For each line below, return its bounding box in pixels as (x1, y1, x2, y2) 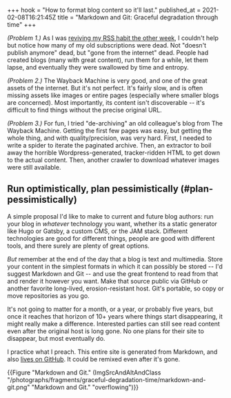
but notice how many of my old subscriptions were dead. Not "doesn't (7, 41, 207, 49)
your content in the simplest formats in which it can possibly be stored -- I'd (7, 262, 223, 270)
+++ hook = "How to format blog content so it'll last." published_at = (7, 6, 201, 14)
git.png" (7, 383, 30, 391)
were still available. (7, 163, 61, 171)
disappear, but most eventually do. (7, 334, 106, 342)
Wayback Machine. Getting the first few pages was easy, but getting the (7, 127, 212, 135)
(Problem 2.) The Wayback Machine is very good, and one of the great (7, 77, 208, 85)
